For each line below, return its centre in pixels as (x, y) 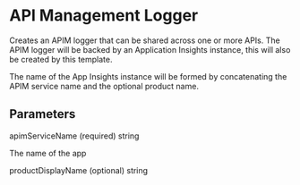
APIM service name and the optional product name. (104, 86)
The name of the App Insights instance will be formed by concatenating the (148, 76)
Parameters (43, 114)
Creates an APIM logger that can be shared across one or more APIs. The (145, 40)
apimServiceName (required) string (74, 136)
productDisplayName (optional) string (79, 170)
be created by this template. (61, 59)
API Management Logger (104, 16)
